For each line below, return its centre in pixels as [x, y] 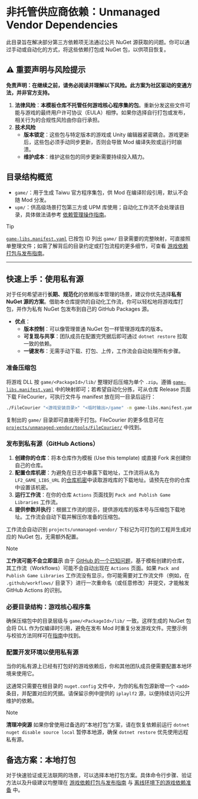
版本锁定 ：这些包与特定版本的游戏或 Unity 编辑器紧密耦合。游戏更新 [106, 134]
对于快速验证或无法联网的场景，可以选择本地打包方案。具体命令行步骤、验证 [99, 775]
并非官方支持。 [34, 93]
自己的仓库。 [30, 465]
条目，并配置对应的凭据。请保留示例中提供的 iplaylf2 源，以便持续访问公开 [98, 693]
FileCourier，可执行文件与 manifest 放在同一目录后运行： [87, 396]
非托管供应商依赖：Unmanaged [83, 12]
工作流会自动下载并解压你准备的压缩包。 [74, 517]
